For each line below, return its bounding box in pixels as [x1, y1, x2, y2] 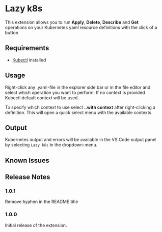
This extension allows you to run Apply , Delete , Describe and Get [5, 19, 139, 25]
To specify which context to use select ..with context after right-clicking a [5, 104, 156, 110]
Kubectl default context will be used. [5, 94, 79, 101]
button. [5, 29, 20, 35]
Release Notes [5, 173, 51, 181]
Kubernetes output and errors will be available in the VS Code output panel [5, 137, 157, 143]
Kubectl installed [12, 57, 46, 63]
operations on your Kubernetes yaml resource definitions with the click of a [5, 24, 158, 30]
